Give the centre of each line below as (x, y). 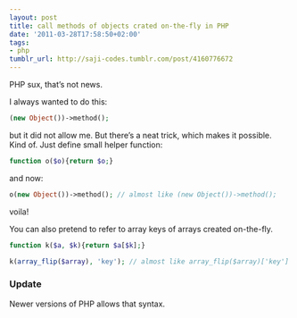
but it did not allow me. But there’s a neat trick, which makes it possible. (140, 135)
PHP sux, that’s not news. (56, 84)
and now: (26, 178)
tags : (19, 42)
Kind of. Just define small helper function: (86, 145)
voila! (19, 212)
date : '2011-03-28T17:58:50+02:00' (75, 34)
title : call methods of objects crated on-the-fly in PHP (119, 26)
